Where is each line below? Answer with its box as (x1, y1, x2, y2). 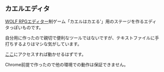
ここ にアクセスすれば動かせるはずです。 (5, 51, 86, 57)
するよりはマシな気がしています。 (13, 41, 82, 47)
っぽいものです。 (9, 24, 44, 30)
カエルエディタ (5, 4, 50, 13)
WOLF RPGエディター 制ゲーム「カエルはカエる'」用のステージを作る (5, 18, 144, 24)
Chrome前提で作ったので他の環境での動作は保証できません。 (5, 61, 128, 67)
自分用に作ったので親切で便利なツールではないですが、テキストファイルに (5, 35, 155, 40)
